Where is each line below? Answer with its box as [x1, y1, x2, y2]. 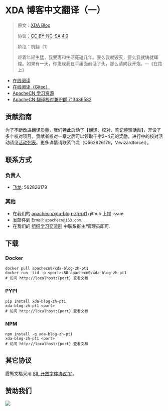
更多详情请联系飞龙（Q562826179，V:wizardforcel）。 [40, 139, 151, 145]
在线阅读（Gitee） [12, 84, 50, 90]
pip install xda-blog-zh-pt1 [5, 299, 66, 304]
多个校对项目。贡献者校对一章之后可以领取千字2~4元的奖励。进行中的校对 [5, 133, 159, 139]
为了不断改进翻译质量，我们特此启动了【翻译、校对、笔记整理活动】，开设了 [5, 127, 161, 133]
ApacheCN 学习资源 [12, 90, 54, 96]
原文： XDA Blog [17, 22, 51, 28]
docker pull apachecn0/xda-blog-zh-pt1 [5, 266, 89, 271]
